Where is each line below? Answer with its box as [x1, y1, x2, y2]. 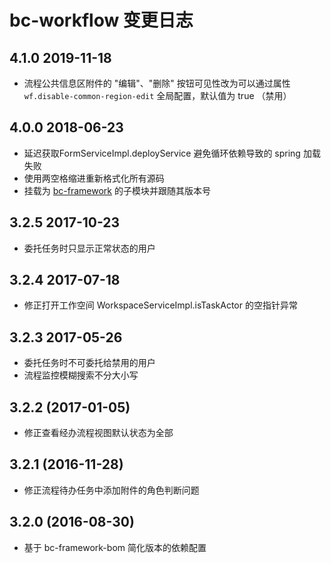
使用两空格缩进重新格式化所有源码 [23, 172, 165, 184]
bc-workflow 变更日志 [9, 9, 194, 32]
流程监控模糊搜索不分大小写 [23, 369, 139, 381]
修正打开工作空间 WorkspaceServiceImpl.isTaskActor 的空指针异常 [23, 299, 298, 311]
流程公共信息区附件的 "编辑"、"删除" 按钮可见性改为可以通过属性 [23, 77, 291, 89]
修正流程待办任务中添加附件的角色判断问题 [23, 484, 200, 496]
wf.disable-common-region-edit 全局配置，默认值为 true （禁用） [23, 90, 292, 101]
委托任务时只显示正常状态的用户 [23, 242, 156, 254]
